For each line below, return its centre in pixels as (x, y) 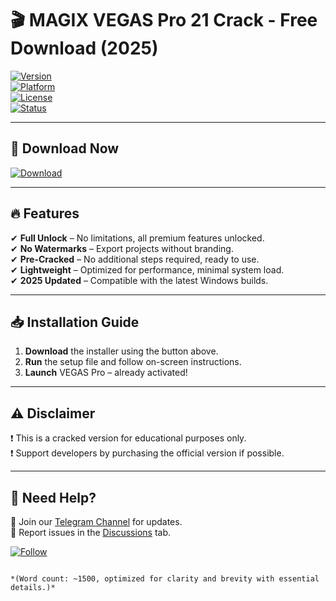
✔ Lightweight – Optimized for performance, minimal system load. (147, 269)
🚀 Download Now (65, 148)
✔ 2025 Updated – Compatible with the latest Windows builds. (139, 280)
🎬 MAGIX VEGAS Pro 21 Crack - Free (164, 20)
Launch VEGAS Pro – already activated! (106, 373)
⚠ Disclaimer (53, 413)
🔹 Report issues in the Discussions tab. (91, 532)
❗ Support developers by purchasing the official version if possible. (147, 453)
